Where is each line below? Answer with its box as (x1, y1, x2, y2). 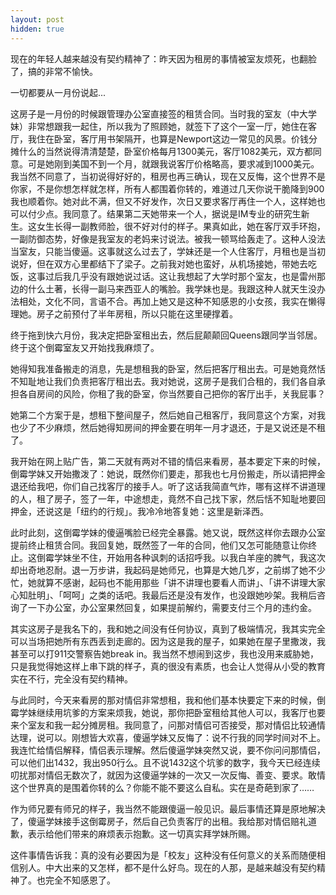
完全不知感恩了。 (44, 874, 116, 886)
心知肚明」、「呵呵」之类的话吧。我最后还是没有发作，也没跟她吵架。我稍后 (10, 589, 317, 601)
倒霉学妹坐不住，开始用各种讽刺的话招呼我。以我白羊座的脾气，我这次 (36, 551, 326, 563)
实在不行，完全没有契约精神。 (10, 672, 133, 685)
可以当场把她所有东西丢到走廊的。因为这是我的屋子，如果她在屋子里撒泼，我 (10, 635, 326, 647)
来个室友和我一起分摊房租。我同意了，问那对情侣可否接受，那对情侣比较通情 (10, 719, 326, 731)
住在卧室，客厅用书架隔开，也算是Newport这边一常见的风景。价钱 (36, 132, 309, 145)
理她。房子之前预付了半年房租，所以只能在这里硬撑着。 (10, 307, 238, 320)
